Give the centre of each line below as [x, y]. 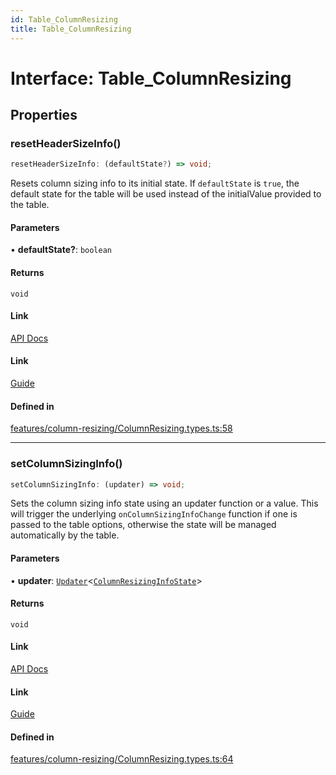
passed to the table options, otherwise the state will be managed [143, 525]
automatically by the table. [65, 535]
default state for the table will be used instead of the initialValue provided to [166, 194]
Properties [44, 115]
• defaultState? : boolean [61, 250]
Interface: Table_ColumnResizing [151, 78]
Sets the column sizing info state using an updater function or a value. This [164, 503]
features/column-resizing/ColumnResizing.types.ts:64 [122, 759]
